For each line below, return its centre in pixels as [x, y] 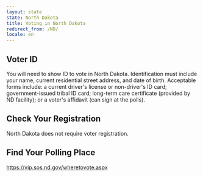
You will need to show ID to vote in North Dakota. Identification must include [102, 74]
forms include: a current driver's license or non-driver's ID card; [87, 86]
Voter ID [22, 59]
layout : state [24, 12]
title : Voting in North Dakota [46, 23]
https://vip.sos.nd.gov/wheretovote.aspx [57, 167]
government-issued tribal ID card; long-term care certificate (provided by [98, 93]
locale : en [20, 35]
